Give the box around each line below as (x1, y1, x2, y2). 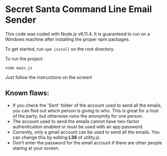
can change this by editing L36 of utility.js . (12, 134, 101, 140)
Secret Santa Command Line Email (5, 4, 152, 15)
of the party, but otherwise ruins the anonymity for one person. (12, 113, 143, 119)
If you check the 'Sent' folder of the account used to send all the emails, (12, 102, 162, 108)
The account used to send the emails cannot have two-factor (12, 118, 140, 124)
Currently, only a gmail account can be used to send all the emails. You (12, 129, 160, 135)
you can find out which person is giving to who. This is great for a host (12, 107, 159, 114)
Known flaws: (5, 89, 49, 98)
